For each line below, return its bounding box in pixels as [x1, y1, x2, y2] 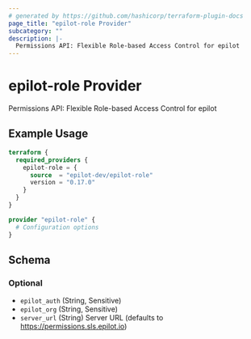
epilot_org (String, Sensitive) [19, 304, 119, 314]
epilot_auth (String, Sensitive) [19, 296, 122, 306]
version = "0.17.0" [29, 179, 95, 187]
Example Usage [8, 127, 89, 141]
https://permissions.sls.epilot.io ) [19, 321, 128, 332]
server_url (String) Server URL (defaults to [19, 313, 164, 323]
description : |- [8, 34, 63, 43]
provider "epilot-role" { [8, 215, 95, 223]
